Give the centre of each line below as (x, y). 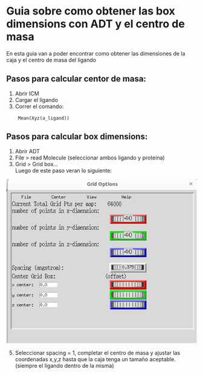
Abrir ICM (27, 93)
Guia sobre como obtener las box (91, 11)
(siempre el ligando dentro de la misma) (64, 365)
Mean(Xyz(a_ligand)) (43, 118)
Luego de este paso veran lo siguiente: (63, 170)
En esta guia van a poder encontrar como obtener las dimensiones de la (96, 53)
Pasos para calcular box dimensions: (77, 137)
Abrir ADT (27, 151)
